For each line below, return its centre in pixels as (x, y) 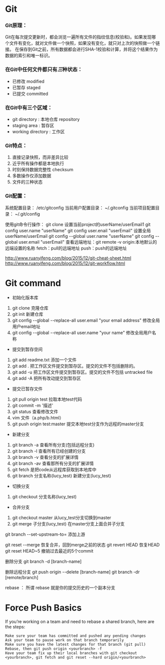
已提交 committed (30, 93)
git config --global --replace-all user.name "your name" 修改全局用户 (82, 332)
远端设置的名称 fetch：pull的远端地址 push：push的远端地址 (66, 248)
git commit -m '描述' (33, 405)
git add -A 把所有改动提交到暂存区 (46, 378)
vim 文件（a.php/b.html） (38, 417)
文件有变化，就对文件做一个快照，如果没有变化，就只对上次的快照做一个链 (84, 43)
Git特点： (16, 146)
